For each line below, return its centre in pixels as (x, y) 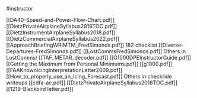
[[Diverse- (171, 45)
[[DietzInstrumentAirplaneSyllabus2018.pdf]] (61, 32)
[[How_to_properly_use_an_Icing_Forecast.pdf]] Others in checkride (89, 76)
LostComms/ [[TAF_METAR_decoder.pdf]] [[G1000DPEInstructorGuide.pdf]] (99, 58)
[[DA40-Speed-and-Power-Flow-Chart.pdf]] (61, 20)
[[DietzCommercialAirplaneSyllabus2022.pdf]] (63, 39)
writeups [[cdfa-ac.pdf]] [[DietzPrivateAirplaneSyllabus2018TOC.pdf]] (92, 83)
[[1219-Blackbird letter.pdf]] (40, 89)
